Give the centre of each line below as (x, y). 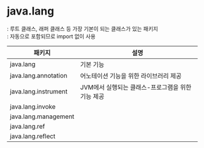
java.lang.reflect (33, 136)
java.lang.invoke (33, 106)
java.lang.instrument (39, 91)
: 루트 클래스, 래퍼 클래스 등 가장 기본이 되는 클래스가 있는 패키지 (83, 29)
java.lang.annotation (39, 75)
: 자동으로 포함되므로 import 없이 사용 (51, 36)
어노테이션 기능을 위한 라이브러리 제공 (131, 76)
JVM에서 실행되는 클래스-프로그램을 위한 (136, 87)
